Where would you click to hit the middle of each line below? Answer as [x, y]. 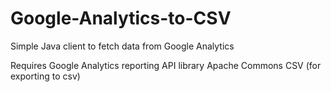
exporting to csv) [45, 76]
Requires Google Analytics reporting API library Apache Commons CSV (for [166, 65]
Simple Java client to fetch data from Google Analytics [122, 46]
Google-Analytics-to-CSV [121, 18]
